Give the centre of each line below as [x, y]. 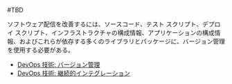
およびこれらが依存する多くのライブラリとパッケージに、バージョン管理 [122, 41]
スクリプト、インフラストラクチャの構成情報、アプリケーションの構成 [115, 33]
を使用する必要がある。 [41, 50]
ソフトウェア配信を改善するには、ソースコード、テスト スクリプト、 [105, 24]
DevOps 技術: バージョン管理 [59, 64]
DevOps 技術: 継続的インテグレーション [73, 73]
